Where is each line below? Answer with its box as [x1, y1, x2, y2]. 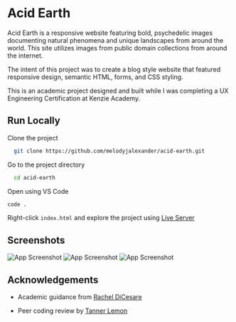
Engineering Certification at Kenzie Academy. [7, 94, 141, 103]
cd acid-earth [14, 174, 55, 181]
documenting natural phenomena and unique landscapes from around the [7, 36, 224, 44]
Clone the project [7, 133, 58, 142]
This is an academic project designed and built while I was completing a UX [7, 86, 229, 95]
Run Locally [7, 115, 60, 127]
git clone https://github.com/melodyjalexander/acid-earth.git [14, 147, 205, 155]
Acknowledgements [7, 274, 99, 286]
